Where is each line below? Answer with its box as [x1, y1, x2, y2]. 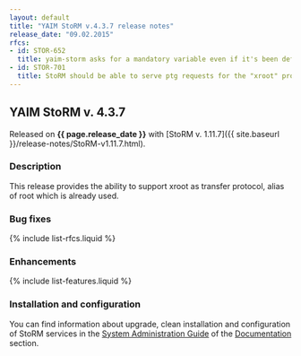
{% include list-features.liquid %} [9, 275, 133, 287]
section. [9, 337, 39, 348]
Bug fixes [9, 213, 52, 225]
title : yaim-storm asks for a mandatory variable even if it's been [17, 55, 279, 64]
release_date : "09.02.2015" [9, 30, 115, 39]
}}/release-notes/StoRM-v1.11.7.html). [9, 138, 146, 149]
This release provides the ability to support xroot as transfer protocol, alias [9, 180, 285, 191]
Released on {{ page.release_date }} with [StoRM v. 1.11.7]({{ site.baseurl [9, 128, 280, 139]
